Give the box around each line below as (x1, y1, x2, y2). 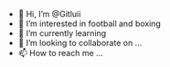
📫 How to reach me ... (17, 48, 103, 58)
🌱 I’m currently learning (17, 28, 107, 38)
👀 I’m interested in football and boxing (17, 18, 162, 29)
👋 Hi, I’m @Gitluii (17, 9, 81, 19)
